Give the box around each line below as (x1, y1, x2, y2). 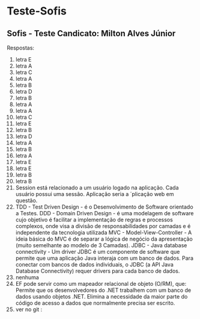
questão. (15, 197, 38, 204)
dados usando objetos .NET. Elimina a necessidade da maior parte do (15, 293, 188, 300)
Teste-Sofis (7, 4, 67, 18)
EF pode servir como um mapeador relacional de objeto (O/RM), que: (15, 280, 187, 287)
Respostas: (7, 44, 35, 51)
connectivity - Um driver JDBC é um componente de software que (15, 248, 180, 255)
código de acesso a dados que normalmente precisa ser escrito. (15, 300, 175, 306)
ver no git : (15, 306, 43, 313)
